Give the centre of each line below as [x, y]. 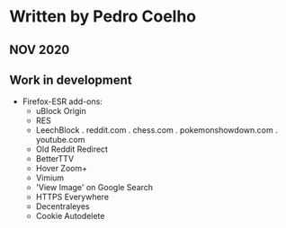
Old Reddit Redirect [71, 149]
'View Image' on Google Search [94, 188]
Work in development [71, 79]
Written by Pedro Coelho [103, 17]
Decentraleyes [63, 206]
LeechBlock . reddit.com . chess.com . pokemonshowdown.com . [156, 130]
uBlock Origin [61, 111]
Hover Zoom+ [62, 169]
